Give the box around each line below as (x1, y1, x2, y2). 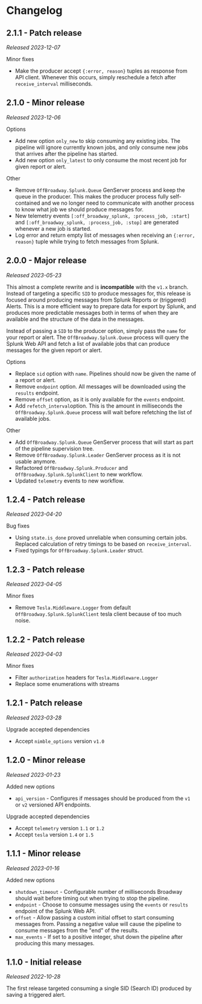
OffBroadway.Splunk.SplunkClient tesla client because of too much (14, 610, 182, 618)
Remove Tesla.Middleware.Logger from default (14, 604, 131, 612)
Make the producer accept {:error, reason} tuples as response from (14, 67, 188, 74)
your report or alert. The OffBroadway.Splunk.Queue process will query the (6, 334, 189, 341)
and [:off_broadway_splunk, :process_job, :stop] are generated (14, 219, 179, 226)
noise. (14, 617, 31, 624)
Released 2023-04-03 (6, 650, 62, 658)
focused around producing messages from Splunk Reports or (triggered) (6, 296, 187, 303)
